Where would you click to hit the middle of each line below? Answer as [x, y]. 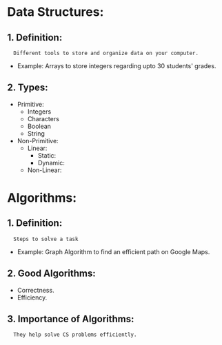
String [36, 133]
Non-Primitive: [38, 140]
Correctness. [36, 290]
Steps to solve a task [46, 239]
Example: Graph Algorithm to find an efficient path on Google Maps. [113, 251]
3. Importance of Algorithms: [71, 319]
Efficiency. [32, 297]
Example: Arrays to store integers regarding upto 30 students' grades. [117, 66]
